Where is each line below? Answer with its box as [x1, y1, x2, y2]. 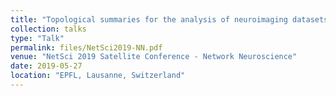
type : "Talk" [10, 33, 65, 43]
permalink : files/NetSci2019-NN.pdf [10, 42, 163, 53]
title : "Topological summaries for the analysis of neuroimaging [10, 14, 288, 25]
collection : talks [10, 24, 87, 34]
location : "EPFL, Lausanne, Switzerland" [10, 71, 186, 81]
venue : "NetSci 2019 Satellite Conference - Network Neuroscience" [10, 52, 298, 62]
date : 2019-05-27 [10, 61, 83, 71]
